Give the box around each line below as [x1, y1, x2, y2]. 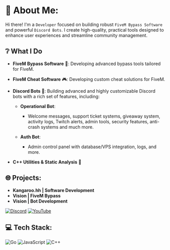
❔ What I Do [5, 47, 43, 55]
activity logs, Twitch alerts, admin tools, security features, [27, 118, 149, 124]
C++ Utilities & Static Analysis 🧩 [12, 159, 82, 165]
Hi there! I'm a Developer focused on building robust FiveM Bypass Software [5, 21, 163, 27]
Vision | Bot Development [12, 198, 67, 204]
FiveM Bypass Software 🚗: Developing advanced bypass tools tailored [12, 61, 161, 67]
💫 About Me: [5, 5, 59, 16]
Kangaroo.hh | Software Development [12, 187, 95, 193]
